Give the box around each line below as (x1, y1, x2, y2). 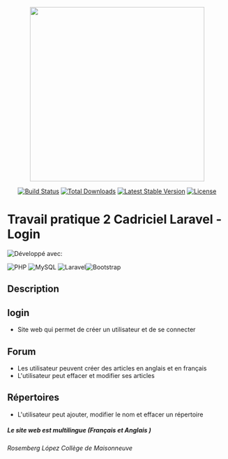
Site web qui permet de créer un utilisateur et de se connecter (17, 325, 196, 334)
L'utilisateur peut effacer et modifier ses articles (17, 371, 155, 379)
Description (7, 283, 59, 295)
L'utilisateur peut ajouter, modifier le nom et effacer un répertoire (17, 410, 204, 419)
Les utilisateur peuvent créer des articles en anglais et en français (17, 363, 207, 373)
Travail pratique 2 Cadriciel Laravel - (7, 211, 222, 227)
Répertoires (7, 391, 60, 404)
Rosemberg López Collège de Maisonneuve (7, 444, 133, 452)
